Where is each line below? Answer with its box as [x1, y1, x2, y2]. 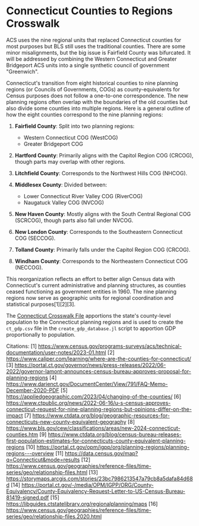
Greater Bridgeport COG [23, 140, 83, 147]
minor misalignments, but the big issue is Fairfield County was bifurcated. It [6, 49, 191, 56]
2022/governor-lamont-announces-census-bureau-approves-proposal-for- [6, 367, 191, 375]
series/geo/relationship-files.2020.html [6, 512, 102, 520]
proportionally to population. [6, 331, 76, 338]
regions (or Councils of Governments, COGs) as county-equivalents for [6, 85, 180, 93]
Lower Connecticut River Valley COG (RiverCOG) [23, 192, 143, 199]
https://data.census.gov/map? [65, 449, 138, 457]
